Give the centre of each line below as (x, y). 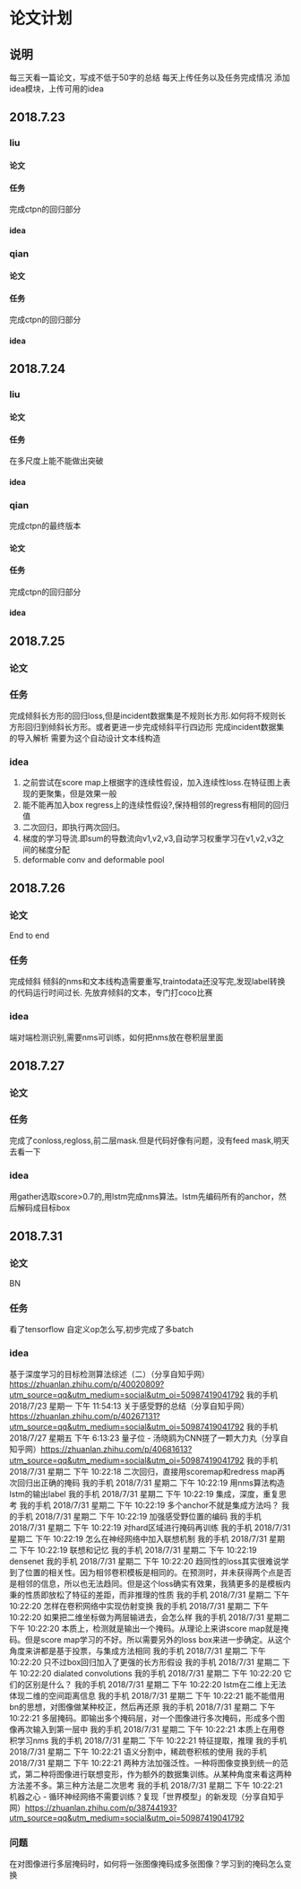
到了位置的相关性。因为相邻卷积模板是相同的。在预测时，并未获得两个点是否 (150, 1572)
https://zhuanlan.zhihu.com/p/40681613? (116, 1449)
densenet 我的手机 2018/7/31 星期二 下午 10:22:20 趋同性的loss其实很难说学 (149, 1561)
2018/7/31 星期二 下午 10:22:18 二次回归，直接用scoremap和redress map (143, 1471)
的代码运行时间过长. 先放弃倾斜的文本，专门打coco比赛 (111, 992)
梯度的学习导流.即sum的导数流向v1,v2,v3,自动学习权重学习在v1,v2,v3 (149, 838)
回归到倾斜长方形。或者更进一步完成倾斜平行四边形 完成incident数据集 (155, 727)
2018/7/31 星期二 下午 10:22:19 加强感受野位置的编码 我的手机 (148, 1516)
